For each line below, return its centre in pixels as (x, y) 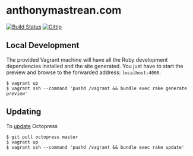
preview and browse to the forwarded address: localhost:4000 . (84, 72)
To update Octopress (32, 126)
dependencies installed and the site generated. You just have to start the (95, 66)
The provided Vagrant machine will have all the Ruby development (87, 59)
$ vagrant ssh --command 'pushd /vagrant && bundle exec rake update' (95, 147)
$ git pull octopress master (42, 137)
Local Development (43, 45)
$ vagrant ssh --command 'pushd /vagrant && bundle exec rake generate (96, 88)
